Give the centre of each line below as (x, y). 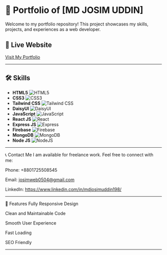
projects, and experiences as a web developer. (53, 29)
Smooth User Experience (31, 223)
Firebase (22, 130)
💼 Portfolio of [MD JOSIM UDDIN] (74, 10)
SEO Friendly (19, 242)
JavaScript (24, 114)
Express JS (24, 124)
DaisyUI (21, 108)
